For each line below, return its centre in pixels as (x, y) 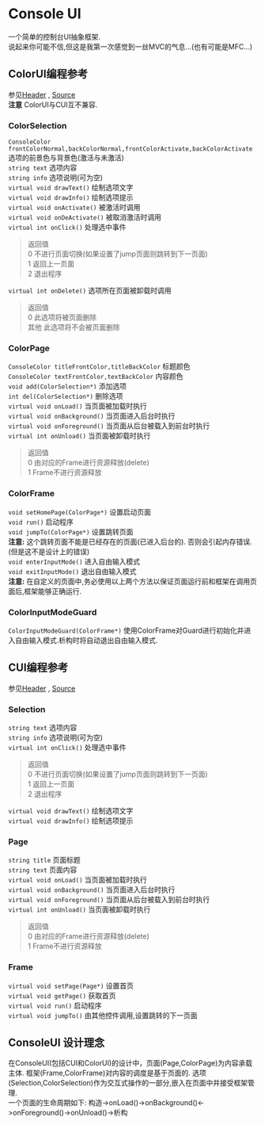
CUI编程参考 (38, 668)
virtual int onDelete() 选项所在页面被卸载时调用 (90, 291)
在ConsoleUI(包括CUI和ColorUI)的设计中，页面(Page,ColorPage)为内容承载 (131, 1063)
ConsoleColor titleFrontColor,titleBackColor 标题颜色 (99, 366)
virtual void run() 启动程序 (55, 1005)
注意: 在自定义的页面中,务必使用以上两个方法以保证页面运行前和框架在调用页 (132, 581)
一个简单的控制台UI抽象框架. (55, 36)
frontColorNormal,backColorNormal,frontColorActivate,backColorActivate (131, 149)
